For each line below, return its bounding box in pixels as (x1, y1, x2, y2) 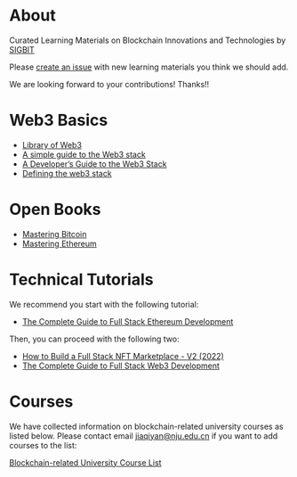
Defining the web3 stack (21, 168, 113, 178)
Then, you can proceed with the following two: (9, 333, 180, 344)
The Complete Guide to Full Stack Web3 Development (21, 360, 221, 371)
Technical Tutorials (9, 269, 154, 290)
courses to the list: (9, 440, 77, 450)
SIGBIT (9, 44, 36, 54)
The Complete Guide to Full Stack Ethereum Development (21, 316, 234, 326)
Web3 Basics (9, 111, 108, 130)
